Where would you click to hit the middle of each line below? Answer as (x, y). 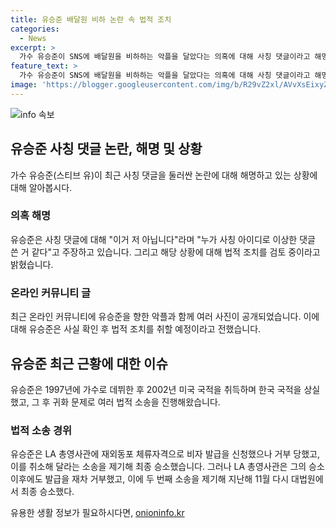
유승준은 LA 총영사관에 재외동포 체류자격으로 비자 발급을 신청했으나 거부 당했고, (165, 454)
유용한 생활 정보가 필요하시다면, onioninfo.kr (97, 513)
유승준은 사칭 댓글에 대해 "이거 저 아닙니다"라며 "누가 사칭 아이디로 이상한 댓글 (163, 239)
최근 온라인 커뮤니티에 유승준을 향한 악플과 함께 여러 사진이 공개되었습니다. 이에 (165, 317)
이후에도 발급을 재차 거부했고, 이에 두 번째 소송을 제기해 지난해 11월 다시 (150, 479)
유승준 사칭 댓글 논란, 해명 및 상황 (106, 149)
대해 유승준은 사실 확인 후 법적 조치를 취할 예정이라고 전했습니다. (136, 329)
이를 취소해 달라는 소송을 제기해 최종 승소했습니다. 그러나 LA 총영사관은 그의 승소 (167, 467)
